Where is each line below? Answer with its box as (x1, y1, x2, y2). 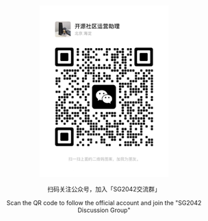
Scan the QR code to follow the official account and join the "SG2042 (6, 198, 202, 207)
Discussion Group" (77, 206, 131, 214)
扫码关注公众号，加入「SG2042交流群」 (47, 185, 161, 193)
